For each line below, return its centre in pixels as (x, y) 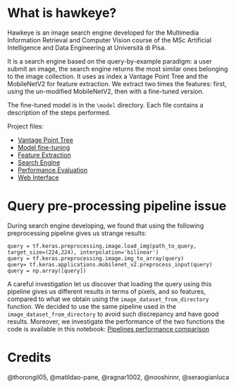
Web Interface (38, 177)
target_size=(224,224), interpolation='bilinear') (83, 252)
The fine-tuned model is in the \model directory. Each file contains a (105, 105)
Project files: (25, 126)
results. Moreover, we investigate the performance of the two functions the (116, 321)
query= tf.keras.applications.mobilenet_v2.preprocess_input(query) (110, 264)
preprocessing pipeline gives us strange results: (77, 233)
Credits (29, 358)
